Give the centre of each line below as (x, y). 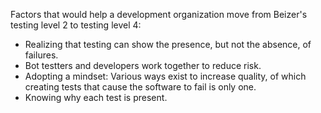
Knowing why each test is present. (96, 97)
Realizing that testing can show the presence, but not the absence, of (168, 44)
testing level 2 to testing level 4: (76, 25)
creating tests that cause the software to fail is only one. (140, 87)
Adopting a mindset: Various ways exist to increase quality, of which (165, 76)
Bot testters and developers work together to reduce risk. (143, 65)
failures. (41, 55)
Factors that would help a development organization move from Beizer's (159, 14)
